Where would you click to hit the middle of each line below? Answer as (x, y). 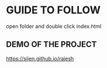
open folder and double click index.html (54, 26)
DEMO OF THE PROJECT (51, 44)
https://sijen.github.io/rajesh (40, 58)
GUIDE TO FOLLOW (53, 10)
